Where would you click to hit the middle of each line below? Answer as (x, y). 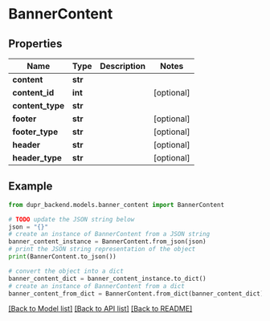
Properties (35, 44)
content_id (33, 93)
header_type (37, 158)
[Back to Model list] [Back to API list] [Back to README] (100, 309)
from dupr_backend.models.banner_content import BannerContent (117, 205)
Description (123, 66)
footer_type (35, 132)
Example (31, 187)
